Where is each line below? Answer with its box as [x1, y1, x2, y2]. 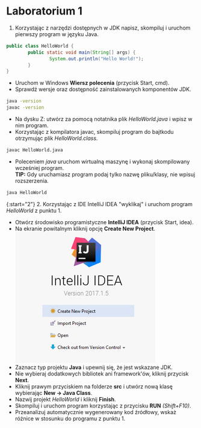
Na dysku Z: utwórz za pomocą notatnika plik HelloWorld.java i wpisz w [14, 116, 193, 123]
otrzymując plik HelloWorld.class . [14, 134, 98, 142]
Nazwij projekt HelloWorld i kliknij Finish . [14, 395, 116, 403]
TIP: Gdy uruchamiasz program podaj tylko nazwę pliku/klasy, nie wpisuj [14, 171, 196, 178]
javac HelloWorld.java [6, 147, 63, 153]
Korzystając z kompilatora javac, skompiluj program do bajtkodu [14, 128, 174, 136]
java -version [6, 98, 42, 104]
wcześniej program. [14, 164, 64, 171]
